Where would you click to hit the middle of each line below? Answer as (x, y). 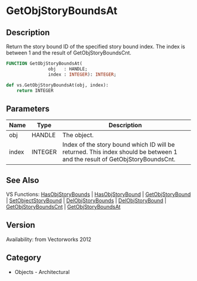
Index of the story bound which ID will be (119, 145)
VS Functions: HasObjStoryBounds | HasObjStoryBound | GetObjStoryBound (98, 194)
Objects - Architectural (42, 272)
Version (21, 225)
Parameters (28, 109)
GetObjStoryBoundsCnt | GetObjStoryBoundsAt (63, 207)
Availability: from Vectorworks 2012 (49, 239)
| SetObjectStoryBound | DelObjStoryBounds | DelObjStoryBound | (86, 200)
